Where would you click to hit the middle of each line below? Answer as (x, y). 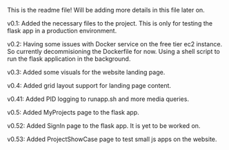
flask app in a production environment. (62, 31)
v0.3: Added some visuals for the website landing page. (86, 72)
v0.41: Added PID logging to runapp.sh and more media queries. (98, 99)
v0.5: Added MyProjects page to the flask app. (73, 112)
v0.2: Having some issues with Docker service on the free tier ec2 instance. (115, 44)
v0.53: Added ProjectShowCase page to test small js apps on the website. (112, 139)
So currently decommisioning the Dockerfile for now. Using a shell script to (114, 51)
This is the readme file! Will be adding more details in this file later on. (106, 10)
